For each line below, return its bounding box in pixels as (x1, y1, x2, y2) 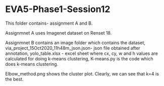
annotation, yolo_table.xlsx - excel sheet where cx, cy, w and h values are (5, 50, 158, 56)
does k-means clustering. (5, 61, 59, 67)
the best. (5, 76, 24, 82)
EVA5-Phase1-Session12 (5, 4, 111, 15)
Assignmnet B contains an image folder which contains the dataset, (5, 39, 145, 46)
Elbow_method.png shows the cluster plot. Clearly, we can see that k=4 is (5, 70, 159, 76)
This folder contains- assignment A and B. (5, 20, 93, 26)
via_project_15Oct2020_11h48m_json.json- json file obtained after (5, 45, 140, 51)
